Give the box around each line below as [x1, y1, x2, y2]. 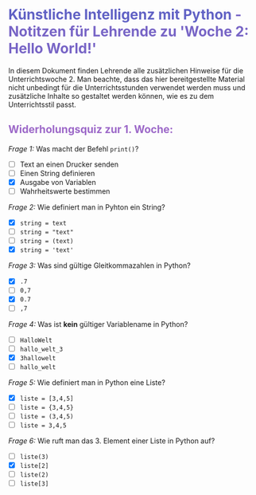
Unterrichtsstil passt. [8, 100, 77, 109]
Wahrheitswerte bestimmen [19, 186, 111, 196]
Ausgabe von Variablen [19, 177, 97, 187]
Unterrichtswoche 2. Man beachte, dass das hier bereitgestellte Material [8, 74, 245, 84]
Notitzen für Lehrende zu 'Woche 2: [8, 22, 249, 41]
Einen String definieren [19, 168, 95, 178]
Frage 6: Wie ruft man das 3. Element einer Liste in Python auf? [8, 436, 215, 446]
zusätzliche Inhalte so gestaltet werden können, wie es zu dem [8, 91, 215, 100]
